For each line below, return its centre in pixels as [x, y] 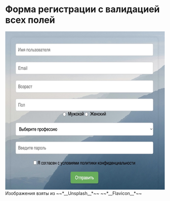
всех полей [30, 20]
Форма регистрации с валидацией [82, 9]
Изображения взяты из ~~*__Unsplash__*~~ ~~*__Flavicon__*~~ [74, 193]
